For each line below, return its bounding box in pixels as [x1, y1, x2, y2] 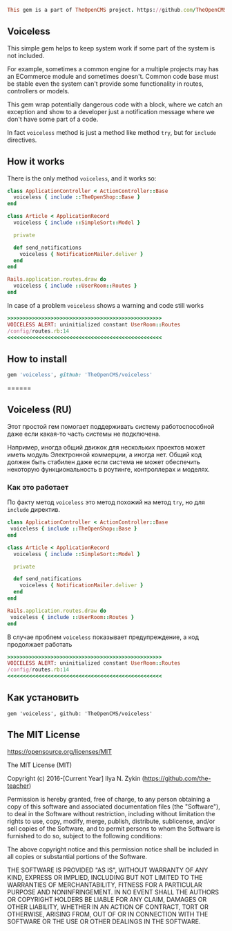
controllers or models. [7, 86, 70, 95]
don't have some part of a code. [7, 115, 99, 123]
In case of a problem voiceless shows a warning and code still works [7, 301, 204, 309]
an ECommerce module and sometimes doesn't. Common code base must [7, 72, 219, 80]
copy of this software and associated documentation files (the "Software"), [7, 802, 221, 811]
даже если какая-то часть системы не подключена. [7, 430, 161, 438]
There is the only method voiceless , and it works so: [7, 174, 157, 183]
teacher [7, 782, 30, 790]
